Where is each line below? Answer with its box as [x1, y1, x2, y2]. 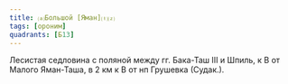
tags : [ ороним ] [9, 22, 67, 31]
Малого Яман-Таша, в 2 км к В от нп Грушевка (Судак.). [9, 64, 225, 75]
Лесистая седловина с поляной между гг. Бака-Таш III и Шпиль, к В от [9, 55, 281, 66]
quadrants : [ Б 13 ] [9, 30, 75, 39]
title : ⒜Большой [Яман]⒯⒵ [9, 13, 116, 23]
